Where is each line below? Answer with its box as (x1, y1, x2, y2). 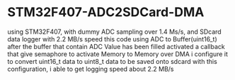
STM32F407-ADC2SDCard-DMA (7, 4, 205, 20)
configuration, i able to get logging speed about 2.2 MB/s (7, 65, 174, 73)
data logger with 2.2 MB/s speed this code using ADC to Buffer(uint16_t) (7, 34, 217, 43)
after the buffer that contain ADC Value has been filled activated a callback (7, 42, 225, 51)
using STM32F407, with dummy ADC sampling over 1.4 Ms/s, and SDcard (7, 27, 222, 36)
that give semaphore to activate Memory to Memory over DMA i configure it (7, 50, 229, 58)
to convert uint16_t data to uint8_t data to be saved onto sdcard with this (7, 57, 217, 65)
